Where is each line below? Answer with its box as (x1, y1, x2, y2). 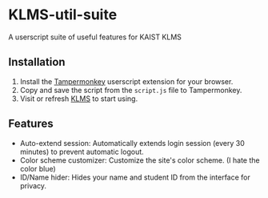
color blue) (19, 164, 56, 173)
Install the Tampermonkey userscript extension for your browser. (19, 76, 234, 86)
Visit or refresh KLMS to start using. (19, 94, 138, 103)
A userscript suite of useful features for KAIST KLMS (8, 32, 182, 42)
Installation (8, 55, 66, 69)
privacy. (19, 180, 46, 190)
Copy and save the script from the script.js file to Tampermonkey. (19, 85, 242, 95)
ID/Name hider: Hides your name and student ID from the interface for (19, 172, 250, 182)
